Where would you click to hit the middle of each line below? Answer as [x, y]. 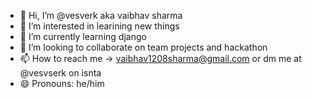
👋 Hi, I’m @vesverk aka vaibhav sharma [101, 15]
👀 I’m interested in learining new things [99, 26]
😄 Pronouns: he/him [62, 83]
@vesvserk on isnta [60, 73]
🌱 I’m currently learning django [83, 36]
